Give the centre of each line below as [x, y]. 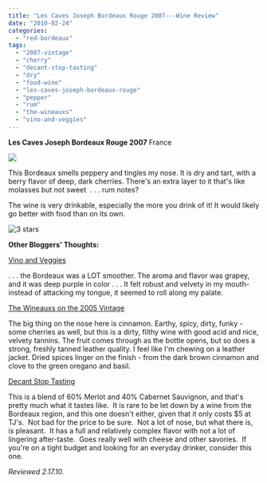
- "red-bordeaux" [44, 38]
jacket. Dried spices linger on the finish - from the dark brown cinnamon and [133, 357]
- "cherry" [33, 61]
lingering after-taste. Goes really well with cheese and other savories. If [128, 439]
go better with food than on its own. [67, 213]
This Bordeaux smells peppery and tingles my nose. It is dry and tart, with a [132, 172]
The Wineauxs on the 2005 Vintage [67, 307]
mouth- [237, 283]
